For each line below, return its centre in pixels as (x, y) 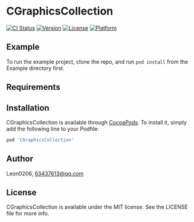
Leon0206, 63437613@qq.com (45, 173)
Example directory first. (35, 68)
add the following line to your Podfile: (53, 129)
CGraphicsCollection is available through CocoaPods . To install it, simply (97, 122)
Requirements (33, 87)
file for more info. (28, 214)
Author (20, 159)
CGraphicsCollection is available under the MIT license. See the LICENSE (97, 207)
